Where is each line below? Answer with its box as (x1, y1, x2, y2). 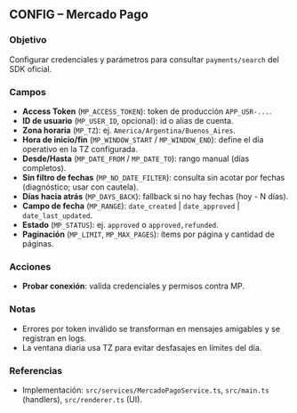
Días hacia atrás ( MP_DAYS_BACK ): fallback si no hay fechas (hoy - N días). (21, 190, 289, 201)
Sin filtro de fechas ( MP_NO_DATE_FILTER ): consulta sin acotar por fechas (21, 172, 285, 182)
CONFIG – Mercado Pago (9, 7, 148, 22)
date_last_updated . (21, 209, 93, 221)
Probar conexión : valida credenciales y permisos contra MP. (21, 280, 245, 292)
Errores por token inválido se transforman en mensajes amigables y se (21, 323, 281, 334)
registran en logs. (21, 333, 87, 344)
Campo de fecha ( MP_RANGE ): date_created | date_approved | (21, 200, 240, 211)
